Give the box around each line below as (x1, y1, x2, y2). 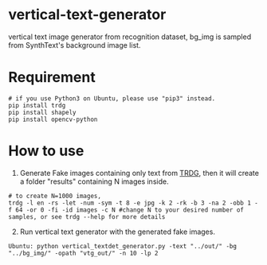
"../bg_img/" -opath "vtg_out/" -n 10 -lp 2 (8, 249, 159, 257)
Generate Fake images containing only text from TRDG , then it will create (19, 168, 259, 177)
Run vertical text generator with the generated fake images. (19, 227, 215, 236)
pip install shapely (8, 108, 77, 116)
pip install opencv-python (8, 115, 98, 123)
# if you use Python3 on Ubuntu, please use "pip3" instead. (8, 94, 216, 103)
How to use (8, 142, 84, 160)
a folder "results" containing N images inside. (19, 177, 169, 186)
